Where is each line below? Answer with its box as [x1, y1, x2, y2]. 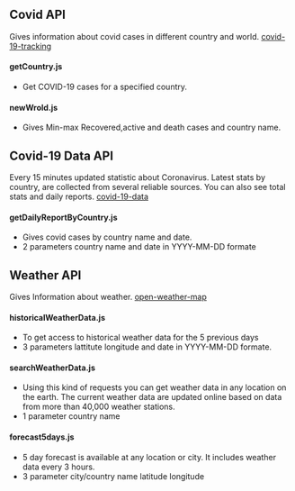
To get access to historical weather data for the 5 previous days [22, 332, 259, 343]
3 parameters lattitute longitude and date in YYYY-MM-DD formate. [22, 341, 273, 352]
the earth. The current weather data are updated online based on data [22, 392, 282, 403]
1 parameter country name [22, 411, 121, 422]
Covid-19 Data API [9, 148, 114, 163]
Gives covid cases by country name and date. [22, 232, 192, 242]
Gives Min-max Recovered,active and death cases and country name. [22, 122, 282, 133]
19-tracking [9, 41, 52, 51]
